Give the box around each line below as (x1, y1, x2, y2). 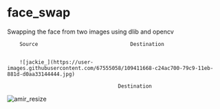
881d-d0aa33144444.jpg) (7, 71, 76, 77)
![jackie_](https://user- (19, 58, 94, 66)
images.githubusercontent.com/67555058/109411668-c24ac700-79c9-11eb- (7, 64, 214, 71)
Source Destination (19, 40, 165, 47)
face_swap (7, 5, 71, 21)
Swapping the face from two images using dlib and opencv (7, 27, 174, 36)
